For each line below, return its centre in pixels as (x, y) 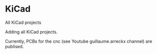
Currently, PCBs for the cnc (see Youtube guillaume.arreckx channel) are (79, 41)
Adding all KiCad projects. (31, 32)
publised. (14, 46)
